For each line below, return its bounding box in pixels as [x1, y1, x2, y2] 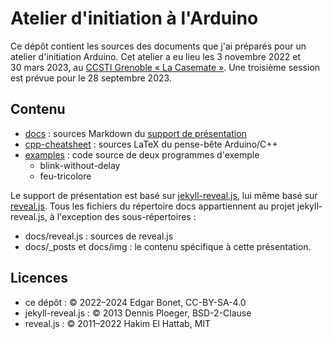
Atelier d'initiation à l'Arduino [10, 7, 259, 30]
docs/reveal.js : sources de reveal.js [24, 230, 174, 242]
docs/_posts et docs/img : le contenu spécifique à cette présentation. [24, 240, 312, 252]
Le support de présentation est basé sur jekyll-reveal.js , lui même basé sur [10, 189, 318, 201]
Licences [10, 270, 69, 287]
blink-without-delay [39, 159, 121, 171]
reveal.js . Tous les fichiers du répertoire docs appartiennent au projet [10, 200, 295, 212]
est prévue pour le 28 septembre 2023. [10, 72, 172, 84]
